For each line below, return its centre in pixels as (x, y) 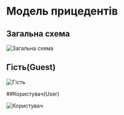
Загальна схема (38, 34)
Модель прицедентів (62, 11)
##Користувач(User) (33, 94)
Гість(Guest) (31, 67)
